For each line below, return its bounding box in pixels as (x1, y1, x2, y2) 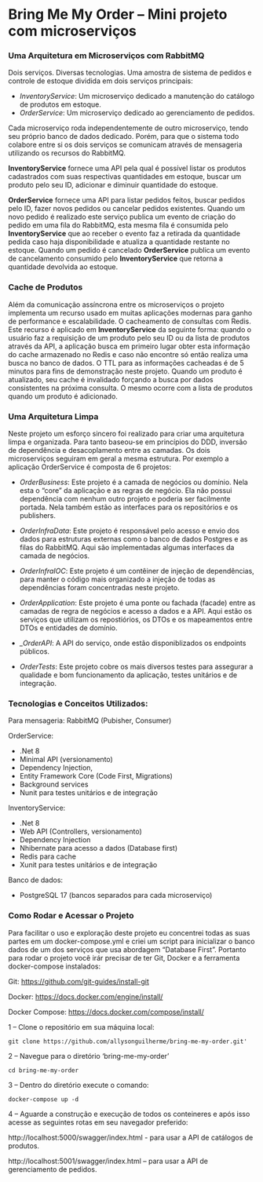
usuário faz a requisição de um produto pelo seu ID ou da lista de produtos (8, 333, 250, 342)
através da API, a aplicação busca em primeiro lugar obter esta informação (8, 341, 250, 351)
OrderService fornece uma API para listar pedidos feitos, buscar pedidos (8, 195, 246, 205)
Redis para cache (19, 852, 77, 861)
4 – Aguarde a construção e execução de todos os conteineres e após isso (8, 1109, 250, 1118)
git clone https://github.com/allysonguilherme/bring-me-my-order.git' (8, 1038, 247, 1045)
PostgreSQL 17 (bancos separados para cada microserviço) (19, 891, 213, 900)
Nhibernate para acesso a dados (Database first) (19, 844, 178, 853)
